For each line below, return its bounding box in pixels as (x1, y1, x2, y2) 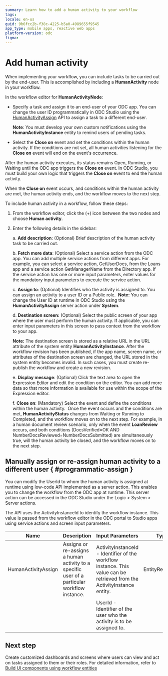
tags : (5, 12, 16, 17)
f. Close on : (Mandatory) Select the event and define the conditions (12, 400, 151, 406)
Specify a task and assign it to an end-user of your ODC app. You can (12, 103, 156, 109)
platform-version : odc (5, 31, 52, 36)
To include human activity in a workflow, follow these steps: (5, 200, 128, 206)
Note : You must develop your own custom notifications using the (12, 124, 146, 130)
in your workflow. (5, 84, 41, 90)
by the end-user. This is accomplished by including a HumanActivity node (5, 79, 159, 85)
